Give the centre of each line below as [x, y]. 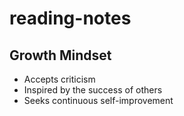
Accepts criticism [59, 79]
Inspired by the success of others [93, 90]
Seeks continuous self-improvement [98, 100]
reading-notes [70, 18]
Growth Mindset [60, 55]
